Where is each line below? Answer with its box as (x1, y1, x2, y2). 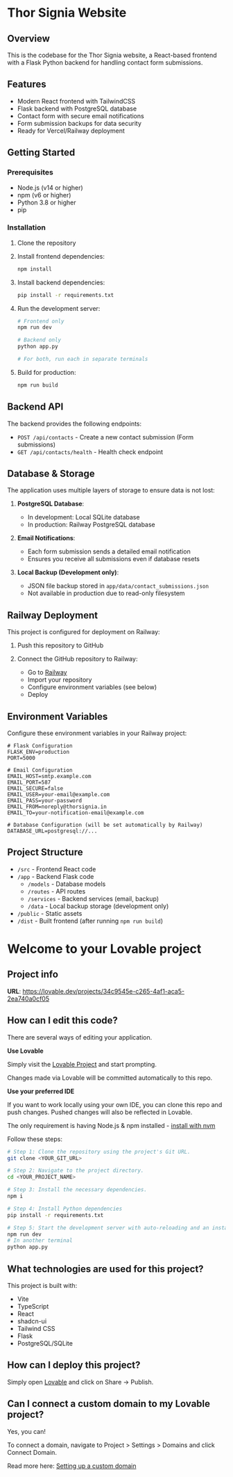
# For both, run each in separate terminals (17, 356, 148, 363)
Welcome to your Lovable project (7, 941, 202, 957)
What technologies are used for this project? (7, 1263, 204, 1275)
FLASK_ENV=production (7, 749, 70, 756)
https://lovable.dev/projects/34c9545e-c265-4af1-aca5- (22, 987, 185, 995)
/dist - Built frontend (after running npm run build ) (17, 917, 164, 925)
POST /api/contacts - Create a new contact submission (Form (17, 433, 194, 441)
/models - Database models (27, 880, 106, 888)
